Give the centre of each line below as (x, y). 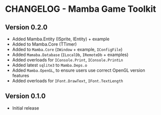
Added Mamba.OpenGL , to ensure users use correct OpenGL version (79, 70)
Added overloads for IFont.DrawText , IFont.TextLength (68, 81)
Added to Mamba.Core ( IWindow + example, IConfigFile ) (67, 49)
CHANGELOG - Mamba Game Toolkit (81, 9)
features (21, 75)
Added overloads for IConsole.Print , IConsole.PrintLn (68, 60)
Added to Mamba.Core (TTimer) (44, 44)
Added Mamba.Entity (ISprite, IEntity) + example (61, 39)
